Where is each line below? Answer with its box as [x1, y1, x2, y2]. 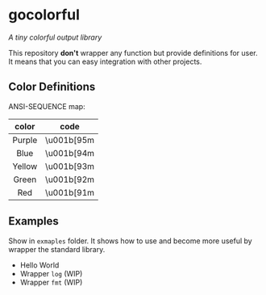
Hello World [19, 260, 60, 270]
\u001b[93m [45, 160, 95, 171]
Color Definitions [8, 80, 96, 94]
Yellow [12, 160, 38, 171]
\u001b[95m [45, 134, 95, 145]
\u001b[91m [45, 187, 95, 198]
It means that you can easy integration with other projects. [8, 57, 202, 66]
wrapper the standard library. [8, 244, 106, 254]
